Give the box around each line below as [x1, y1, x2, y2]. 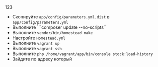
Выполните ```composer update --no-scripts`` [12, 24, 107, 30]
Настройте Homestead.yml [12, 35, 66, 41]
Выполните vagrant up [12, 40, 60, 46]
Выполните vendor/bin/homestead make [12, 30, 93, 35]
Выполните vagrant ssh [12, 46, 62, 51]
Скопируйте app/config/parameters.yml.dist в [12, 14, 110, 19]
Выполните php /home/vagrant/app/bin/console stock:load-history [12, 51, 153, 57]
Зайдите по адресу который [12, 56, 72, 62]
